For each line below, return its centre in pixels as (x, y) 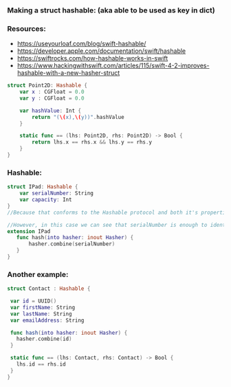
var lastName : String (41, 314)
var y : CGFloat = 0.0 (52, 98)
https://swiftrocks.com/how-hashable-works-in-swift (92, 58)
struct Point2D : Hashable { (47, 86)
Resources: (26, 28)
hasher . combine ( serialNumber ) (72, 244)
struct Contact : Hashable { (49, 289)
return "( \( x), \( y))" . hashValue (78, 117)
